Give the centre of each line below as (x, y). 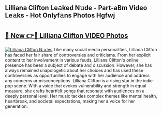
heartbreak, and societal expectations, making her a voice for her (70, 101)
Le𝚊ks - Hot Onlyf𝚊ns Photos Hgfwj (60, 16)
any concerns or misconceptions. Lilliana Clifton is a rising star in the (74, 81)
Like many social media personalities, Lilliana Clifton (105, 50)
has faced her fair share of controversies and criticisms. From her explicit (78, 55)
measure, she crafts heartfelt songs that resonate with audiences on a (75, 91)
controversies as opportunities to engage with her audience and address (77, 75)
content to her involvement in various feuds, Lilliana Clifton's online (72, 60)
